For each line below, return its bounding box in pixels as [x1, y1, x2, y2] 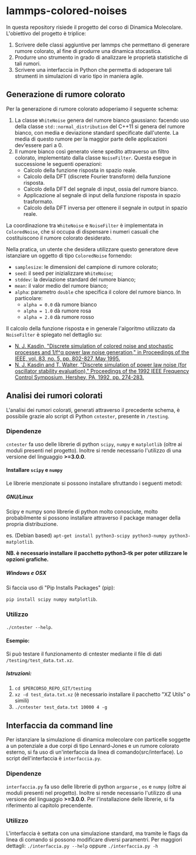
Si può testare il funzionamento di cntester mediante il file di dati [6, 650, 162, 657]
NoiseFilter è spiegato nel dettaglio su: [6, 331, 102, 338]
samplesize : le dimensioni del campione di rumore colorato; [14, 263, 158, 270]
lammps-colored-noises [6, 4, 128, 18]
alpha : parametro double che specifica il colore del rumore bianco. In [14, 288, 181, 295]
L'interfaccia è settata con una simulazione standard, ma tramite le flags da [6, 830, 188, 837]
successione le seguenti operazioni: [14, 160, 102, 167]
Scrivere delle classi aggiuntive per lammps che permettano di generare [14, 41, 190, 48]
